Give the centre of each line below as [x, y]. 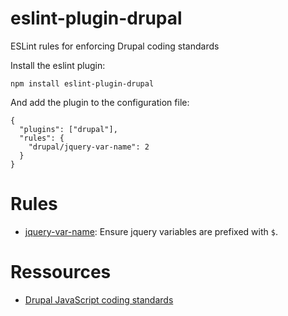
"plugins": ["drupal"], [68, 129]
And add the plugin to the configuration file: [100, 102]
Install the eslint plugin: [58, 65]
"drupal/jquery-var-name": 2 [89, 147]
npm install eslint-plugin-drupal [82, 83]
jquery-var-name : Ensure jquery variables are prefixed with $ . [151, 231]
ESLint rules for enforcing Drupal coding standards [115, 46]
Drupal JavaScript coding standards [99, 299]
